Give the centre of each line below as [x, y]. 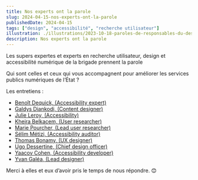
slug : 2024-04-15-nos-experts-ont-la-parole [62, 17]
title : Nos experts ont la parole [49, 12]
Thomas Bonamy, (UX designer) [53, 140]
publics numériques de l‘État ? [43, 80]
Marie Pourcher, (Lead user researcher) [62, 128]
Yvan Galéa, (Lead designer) [49, 159]
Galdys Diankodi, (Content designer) [59, 109]
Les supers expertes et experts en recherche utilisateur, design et [86, 56]
